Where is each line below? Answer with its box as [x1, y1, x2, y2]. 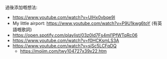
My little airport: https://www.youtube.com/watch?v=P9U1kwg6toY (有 [12, 20, 158, 26]
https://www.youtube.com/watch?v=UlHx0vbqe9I [12, 14, 115, 20]
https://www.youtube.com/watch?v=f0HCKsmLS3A [12, 37, 119, 43]
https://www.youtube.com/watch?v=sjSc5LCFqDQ [12, 43, 117, 48]
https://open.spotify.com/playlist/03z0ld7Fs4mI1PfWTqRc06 [12, 32, 138, 38]
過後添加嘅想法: [5, 4, 38, 10]
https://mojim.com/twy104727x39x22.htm [20, 48, 107, 54]
